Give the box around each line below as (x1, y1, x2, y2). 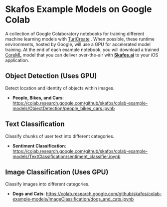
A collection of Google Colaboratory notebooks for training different (5, 30, 145, 36)
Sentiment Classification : (12, 142, 66, 148)
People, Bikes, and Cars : (12, 94, 64, 100)
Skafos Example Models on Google (5, 3, 152, 15)
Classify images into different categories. (5, 181, 90, 187)
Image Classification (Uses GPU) (5, 167, 109, 176)
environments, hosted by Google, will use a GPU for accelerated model (5, 41, 151, 47)
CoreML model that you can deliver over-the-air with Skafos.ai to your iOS (5, 51, 159, 58)
